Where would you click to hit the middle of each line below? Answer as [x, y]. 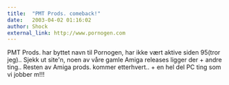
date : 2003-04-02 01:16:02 [49, 20]
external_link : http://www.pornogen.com [67, 33]
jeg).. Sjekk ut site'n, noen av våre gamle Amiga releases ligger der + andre [114, 60]
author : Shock [28, 26]
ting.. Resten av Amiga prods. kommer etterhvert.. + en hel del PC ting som [114, 67]
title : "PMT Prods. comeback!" [54, 13]
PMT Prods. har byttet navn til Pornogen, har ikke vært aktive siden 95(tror [114, 53]
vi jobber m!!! [26, 75]
